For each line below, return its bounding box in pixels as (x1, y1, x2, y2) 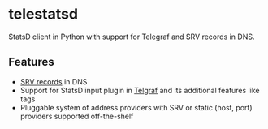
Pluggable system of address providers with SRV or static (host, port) (19, 102, 253, 112)
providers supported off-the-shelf (19, 111, 134, 121)
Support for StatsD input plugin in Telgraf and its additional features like (19, 85, 260, 95)
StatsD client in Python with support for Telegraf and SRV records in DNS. (8, 32, 255, 41)
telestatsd (8, 5, 79, 24)
